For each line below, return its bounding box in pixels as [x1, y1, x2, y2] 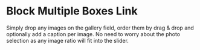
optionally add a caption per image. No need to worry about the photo [6, 30, 180, 37]
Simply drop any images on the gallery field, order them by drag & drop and [6, 24, 195, 31]
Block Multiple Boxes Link [6, 4, 138, 18]
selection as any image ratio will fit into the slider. [6, 37, 129, 44]
